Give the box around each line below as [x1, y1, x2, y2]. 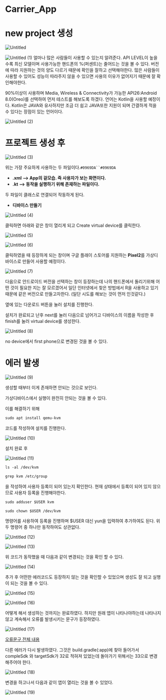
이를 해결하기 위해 [5, 406, 40, 411]
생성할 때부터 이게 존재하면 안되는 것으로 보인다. [5, 384, 98, 390]
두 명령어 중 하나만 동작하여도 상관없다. [5, 524, 81, 530]
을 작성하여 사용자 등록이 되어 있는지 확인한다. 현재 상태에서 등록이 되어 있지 [5, 483, 152, 489]
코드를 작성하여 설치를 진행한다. [5, 425, 66, 431]
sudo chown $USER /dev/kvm [5, 509, 61, 513]
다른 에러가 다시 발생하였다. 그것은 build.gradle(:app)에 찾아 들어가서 [5, 647, 140, 653]
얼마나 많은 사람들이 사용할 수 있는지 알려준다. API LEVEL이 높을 [33, 55, 158, 61]
